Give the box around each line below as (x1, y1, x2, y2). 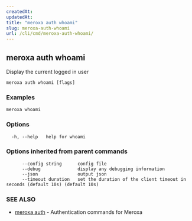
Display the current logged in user (6, 68, 89, 75)
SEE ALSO (6, 195, 36, 203)
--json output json (21, 171, 108, 177)
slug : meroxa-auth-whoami (6, 25, 70, 31)
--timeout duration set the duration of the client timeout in (21, 176, 186, 182)
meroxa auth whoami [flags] (6, 79, 76, 86)
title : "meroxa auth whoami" (6, 19, 78, 25)
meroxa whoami (6, 107, 41, 113)
